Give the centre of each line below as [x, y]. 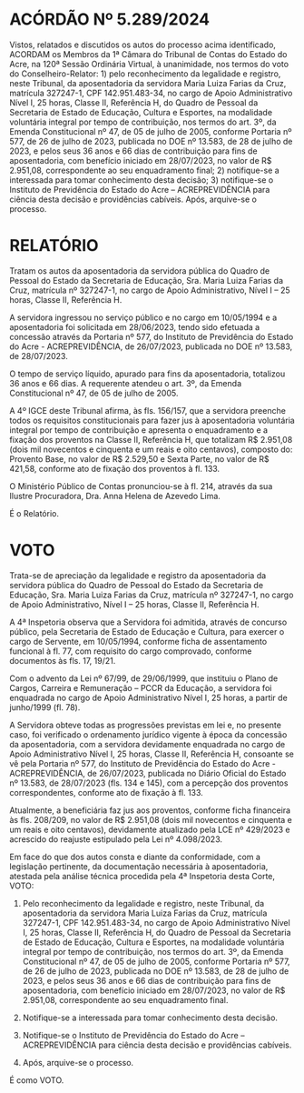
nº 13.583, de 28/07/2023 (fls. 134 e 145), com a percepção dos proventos [149, 783]
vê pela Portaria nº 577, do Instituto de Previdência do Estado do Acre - [143, 763]
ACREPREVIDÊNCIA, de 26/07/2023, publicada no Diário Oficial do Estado [148, 773]
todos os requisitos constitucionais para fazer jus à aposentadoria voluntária [152, 420]
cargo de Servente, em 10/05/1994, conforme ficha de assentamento [138, 641]
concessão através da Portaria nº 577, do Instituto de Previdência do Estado [152, 336]
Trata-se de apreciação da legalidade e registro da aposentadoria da [138, 575]
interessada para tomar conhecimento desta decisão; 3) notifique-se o [142, 180]
